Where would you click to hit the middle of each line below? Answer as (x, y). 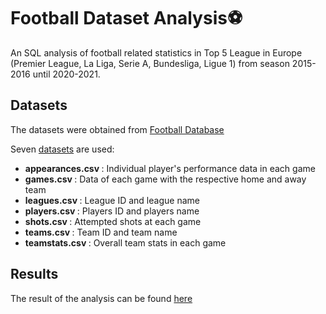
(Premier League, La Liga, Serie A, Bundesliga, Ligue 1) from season (150, 63)
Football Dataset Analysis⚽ (126, 18)
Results (34, 274)
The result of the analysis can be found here (101, 298)
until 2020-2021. (66, 74)
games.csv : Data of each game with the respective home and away (165, 179)
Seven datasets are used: (62, 149)
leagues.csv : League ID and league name (112, 200)
